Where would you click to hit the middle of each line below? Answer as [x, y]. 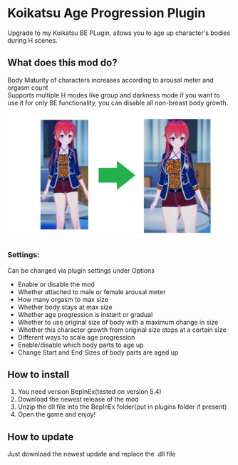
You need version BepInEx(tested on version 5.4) [89, 392]
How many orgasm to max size [63, 299]
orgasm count [28, 88]
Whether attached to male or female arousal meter [92, 292]
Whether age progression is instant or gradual [85, 314]
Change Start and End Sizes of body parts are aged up [98, 352]
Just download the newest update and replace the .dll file [92, 454]
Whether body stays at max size [65, 307]
